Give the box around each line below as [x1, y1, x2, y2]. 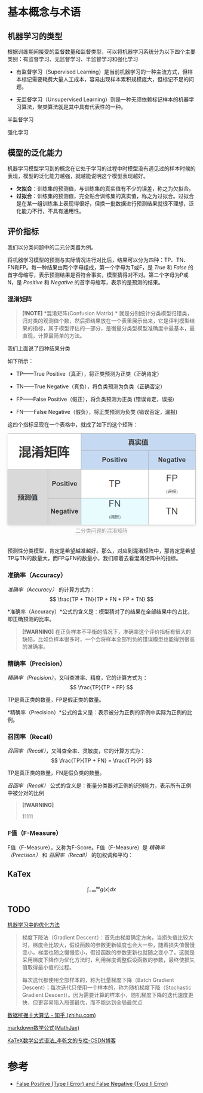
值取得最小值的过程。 [21, 963, 75, 971]
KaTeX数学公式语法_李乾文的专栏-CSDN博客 [7, 1037, 116, 1044]
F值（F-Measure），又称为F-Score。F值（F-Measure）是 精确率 [7, 843, 165, 851]
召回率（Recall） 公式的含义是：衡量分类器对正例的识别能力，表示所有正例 [7, 782, 192, 789]
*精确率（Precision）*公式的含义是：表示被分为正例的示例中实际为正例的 [7, 709, 187, 716]
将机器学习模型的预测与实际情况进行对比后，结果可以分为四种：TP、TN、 [7, 256, 189, 263]
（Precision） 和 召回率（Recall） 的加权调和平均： [7, 851, 134, 858]
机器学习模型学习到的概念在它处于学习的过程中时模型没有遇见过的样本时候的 [7, 165, 196, 172]
